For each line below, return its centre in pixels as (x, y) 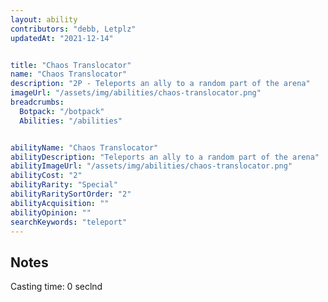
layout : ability (44, 19)
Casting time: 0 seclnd (56, 287)
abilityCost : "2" (46, 176)
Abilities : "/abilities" (71, 121)
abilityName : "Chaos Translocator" (84, 147)
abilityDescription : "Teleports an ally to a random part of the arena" (165, 157)
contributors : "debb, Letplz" (73, 29)
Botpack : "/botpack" (62, 111)
